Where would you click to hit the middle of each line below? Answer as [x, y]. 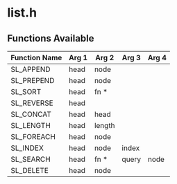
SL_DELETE [29, 171]
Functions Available [51, 38]
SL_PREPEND [33, 81]
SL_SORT [26, 92]
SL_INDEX [27, 148]
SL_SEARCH [31, 159]
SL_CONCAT [31, 114]
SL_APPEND [31, 69]
